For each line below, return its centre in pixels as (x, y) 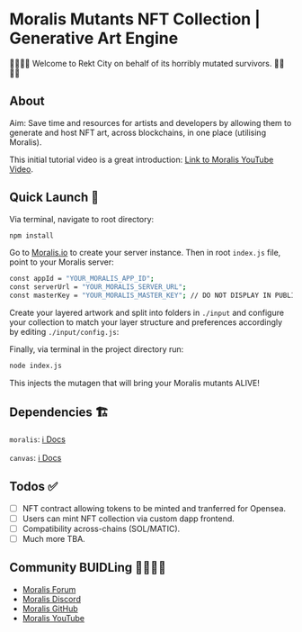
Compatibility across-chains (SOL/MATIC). (101, 528)
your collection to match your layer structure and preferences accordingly (146, 322)
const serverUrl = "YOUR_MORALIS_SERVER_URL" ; (98, 287)
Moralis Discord (51, 599)
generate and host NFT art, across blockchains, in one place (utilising (138, 132)
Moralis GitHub (50, 609)
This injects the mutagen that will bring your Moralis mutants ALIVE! (135, 383)
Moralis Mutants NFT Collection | (135, 19)
